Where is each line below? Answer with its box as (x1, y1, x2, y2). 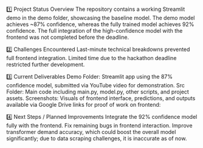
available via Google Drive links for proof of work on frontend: (6, 101, 161, 108)
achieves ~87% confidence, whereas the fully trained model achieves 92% (6, 21, 194, 28)
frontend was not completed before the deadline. (6, 33, 129, 41)
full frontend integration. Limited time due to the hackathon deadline (6, 55, 177, 61)
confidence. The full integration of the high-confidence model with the (6, 27, 183, 34)
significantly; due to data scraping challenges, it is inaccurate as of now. (6, 135, 187, 142)
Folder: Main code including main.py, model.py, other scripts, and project (6, 88, 190, 95)
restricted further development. (6, 61, 85, 68)
